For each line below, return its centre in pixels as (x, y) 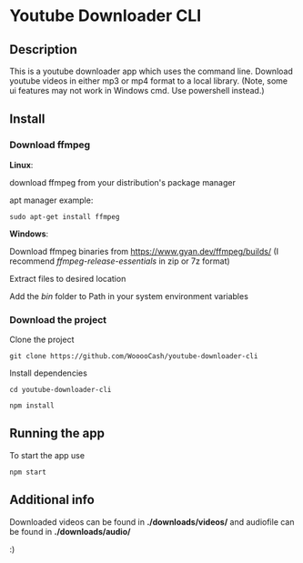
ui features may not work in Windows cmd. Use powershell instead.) (137, 90)
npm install (32, 406)
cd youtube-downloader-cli (61, 389)
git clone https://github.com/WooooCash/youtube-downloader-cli (134, 356)
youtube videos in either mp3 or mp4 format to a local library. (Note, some (149, 81)
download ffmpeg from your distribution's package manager (123, 182)
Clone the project (42, 339)
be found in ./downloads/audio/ (70, 531)
